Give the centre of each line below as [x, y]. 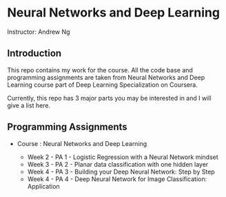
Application [43, 186]
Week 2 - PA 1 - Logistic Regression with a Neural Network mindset [123, 157]
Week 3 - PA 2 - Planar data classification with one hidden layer [118, 164]
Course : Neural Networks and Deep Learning [82, 143]
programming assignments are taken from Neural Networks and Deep [106, 77]
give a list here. [29, 105]
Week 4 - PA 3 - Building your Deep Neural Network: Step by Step [121, 172]
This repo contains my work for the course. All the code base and [100, 70]
